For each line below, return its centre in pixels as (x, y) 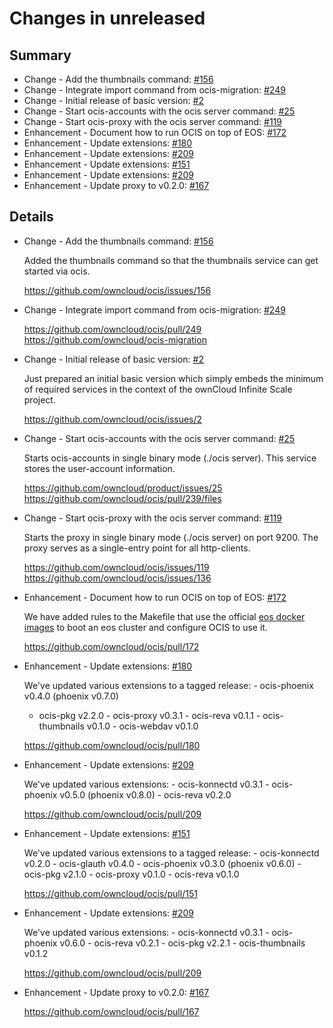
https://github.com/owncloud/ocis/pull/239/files (122, 498)
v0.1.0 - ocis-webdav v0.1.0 (142, 726)
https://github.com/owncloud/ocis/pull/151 (110, 893)
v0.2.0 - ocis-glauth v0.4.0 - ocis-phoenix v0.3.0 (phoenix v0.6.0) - (162, 863)
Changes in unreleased (107, 18)
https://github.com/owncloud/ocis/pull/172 (111, 646)
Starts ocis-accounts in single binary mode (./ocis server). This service (170, 458)
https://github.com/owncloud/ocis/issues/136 (117, 578)
